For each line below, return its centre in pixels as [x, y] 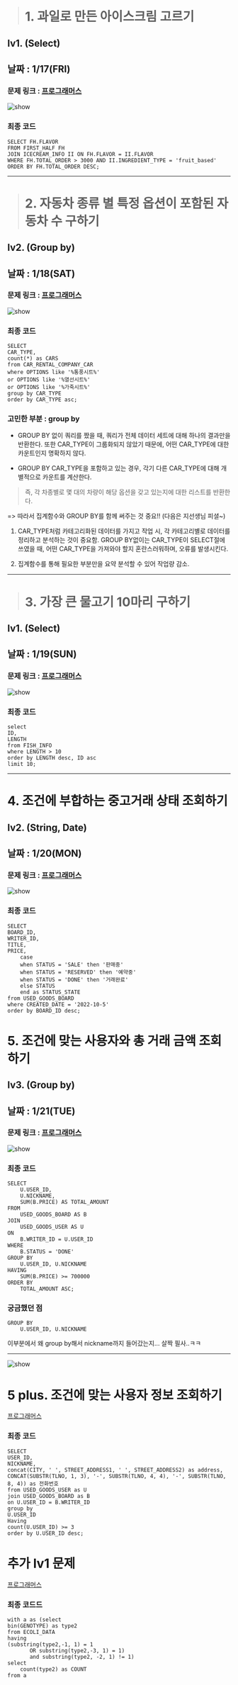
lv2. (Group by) [41, 248]
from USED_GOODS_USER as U [47, 1490]
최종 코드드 [25, 1604]
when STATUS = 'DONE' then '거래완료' [74, 980]
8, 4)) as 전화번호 [33, 1484]
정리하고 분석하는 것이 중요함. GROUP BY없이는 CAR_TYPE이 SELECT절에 [121, 540]
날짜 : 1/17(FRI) [39, 69]
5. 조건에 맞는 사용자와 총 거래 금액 [102, 1041]
